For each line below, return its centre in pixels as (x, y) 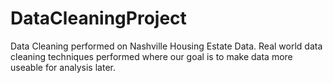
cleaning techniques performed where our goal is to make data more (151, 56)
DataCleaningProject (98, 18)
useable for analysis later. (63, 67)
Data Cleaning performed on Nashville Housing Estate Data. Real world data (166, 46)
